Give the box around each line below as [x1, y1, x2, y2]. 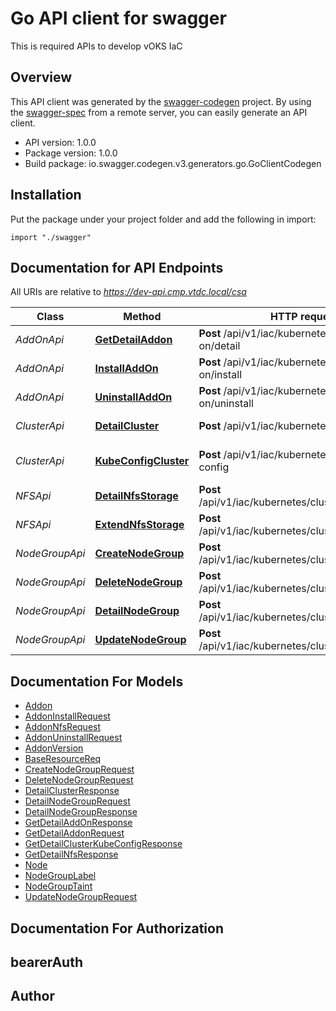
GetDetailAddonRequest [24, 827, 125, 839]
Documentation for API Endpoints [10, 259, 224, 276]
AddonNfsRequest [24, 721, 102, 733]
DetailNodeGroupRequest [24, 795, 131, 807]
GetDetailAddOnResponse [24, 817, 133, 829]
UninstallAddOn [94, 390, 173, 404]
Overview [10, 69, 73, 86]
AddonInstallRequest [24, 710, 111, 722]
